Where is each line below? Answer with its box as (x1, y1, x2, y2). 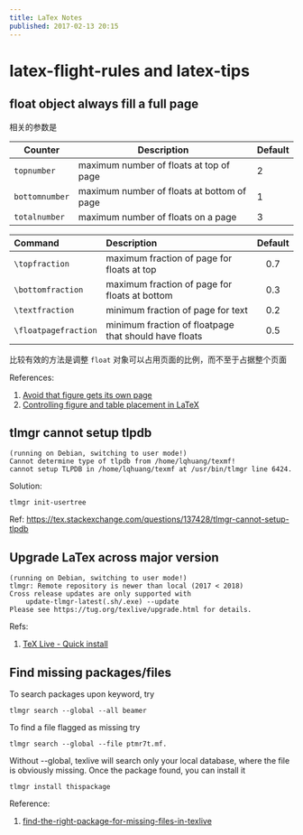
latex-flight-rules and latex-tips (9, 60, 251, 81)
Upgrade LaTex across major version (9, 550, 219, 565)
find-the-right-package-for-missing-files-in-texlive (22, 815, 212, 826)
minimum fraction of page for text (106, 303, 248, 316)
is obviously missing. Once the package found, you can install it (9, 765, 246, 775)
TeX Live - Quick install (22, 638, 108, 650)
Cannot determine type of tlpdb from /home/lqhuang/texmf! (9, 457, 236, 466)
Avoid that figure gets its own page (22, 389, 153, 400)
